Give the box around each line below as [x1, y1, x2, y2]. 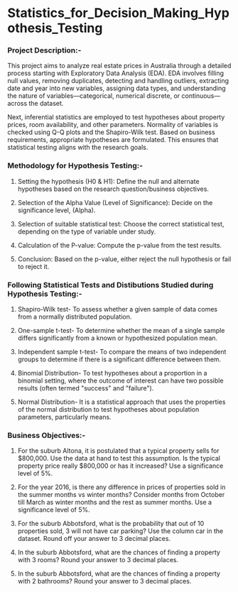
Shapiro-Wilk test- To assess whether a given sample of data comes [17, 305, 218, 314]
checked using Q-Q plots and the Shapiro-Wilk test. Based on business [7, 128, 215, 136]
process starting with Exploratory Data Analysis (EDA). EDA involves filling [7, 69, 225, 77]
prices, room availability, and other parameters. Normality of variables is [7, 121, 219, 129]
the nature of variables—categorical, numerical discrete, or [7, 92, 180, 100]
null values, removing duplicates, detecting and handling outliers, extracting [7, 77, 229, 85]
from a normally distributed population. [17, 312, 132, 321]
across [7, 99, 28, 108]
